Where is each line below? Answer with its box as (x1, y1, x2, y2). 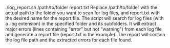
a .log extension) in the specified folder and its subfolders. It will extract (5, 20, 157, 27)
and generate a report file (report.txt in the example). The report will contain (5, 32, 165, 37)
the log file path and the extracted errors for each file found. (5, 37, 132, 43)
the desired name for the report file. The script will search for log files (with (5, 15, 164, 21)
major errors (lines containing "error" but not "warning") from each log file (5, 26, 162, 32)
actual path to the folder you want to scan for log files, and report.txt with (5, 10, 160, 16)
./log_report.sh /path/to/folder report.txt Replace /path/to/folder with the (5, 5, 158, 10)
